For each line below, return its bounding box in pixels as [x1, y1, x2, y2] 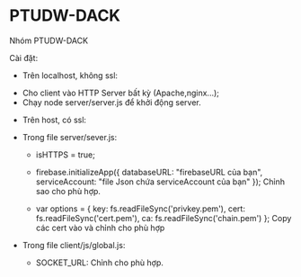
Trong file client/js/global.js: [22, 239, 126, 250]
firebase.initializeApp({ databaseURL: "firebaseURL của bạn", [35, 166, 263, 177]
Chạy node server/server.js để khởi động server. [22, 96, 201, 108]
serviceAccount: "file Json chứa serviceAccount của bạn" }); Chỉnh [35, 176, 286, 187]
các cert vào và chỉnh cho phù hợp [35, 222, 165, 233]
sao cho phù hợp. [35, 185, 102, 196]
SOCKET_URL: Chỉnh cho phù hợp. [35, 257, 164, 268]
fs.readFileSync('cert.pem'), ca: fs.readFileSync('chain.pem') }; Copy [35, 212, 292, 223]
